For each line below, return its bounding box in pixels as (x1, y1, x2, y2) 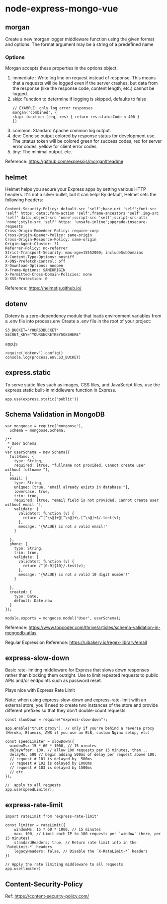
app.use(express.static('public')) (5, 396, 79, 402)
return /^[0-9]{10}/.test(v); (23, 563, 85, 568)
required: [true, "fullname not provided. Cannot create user (14, 463, 146, 468)
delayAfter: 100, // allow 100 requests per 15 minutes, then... (9, 748, 148, 753)
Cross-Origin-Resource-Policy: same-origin (5, 237, 97, 242)
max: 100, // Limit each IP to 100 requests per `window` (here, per (14, 832, 162, 837)
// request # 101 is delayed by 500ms (9, 757, 92, 762)
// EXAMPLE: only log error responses (12, 106, 93, 111)
